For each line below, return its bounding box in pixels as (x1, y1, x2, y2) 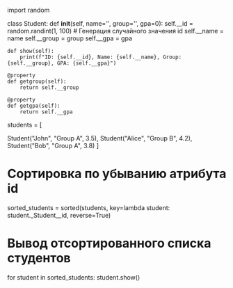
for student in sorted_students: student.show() (7, 273, 140, 281)
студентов (7, 250, 71, 266)
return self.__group (19, 84, 79, 91)
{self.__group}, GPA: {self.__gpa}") (7, 60, 117, 67)
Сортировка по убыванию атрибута (7, 166, 227, 182)
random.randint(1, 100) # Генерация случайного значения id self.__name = (7, 27, 224, 35)
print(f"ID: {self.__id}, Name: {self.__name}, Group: (19, 54, 182, 61)
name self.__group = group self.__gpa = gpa (7, 34, 133, 42)
